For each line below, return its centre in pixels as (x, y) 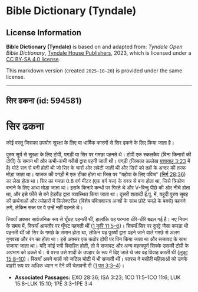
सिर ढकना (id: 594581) (44, 101)
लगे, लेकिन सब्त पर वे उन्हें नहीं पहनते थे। (45, 208)
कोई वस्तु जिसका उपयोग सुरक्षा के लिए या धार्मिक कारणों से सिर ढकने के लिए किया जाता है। (90, 143)
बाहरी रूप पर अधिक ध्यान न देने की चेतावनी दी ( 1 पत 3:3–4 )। (65, 266)
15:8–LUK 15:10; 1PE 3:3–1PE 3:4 (53, 284)
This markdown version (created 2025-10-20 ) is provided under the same (94, 71)
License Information (44, 33)
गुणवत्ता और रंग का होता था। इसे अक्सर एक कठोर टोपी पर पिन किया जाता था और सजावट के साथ (96, 239)
